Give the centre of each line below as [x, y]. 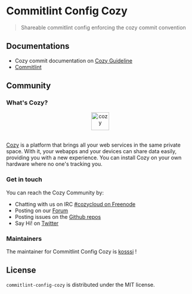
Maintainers [24, 239]
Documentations [38, 46]
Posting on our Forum [41, 211]
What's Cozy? [27, 103]
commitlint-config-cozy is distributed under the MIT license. [80, 284]
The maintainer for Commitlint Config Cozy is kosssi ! [72, 252]
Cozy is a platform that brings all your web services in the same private [93, 145]
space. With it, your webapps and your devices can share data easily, [92, 151]
